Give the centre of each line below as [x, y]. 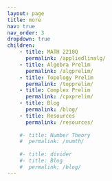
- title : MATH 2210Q [49, 52]
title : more [24, 20]
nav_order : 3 [26, 33]
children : [21, 45]
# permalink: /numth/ [52, 142]
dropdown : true [29, 39]
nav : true [21, 26]
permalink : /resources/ [59, 122]
